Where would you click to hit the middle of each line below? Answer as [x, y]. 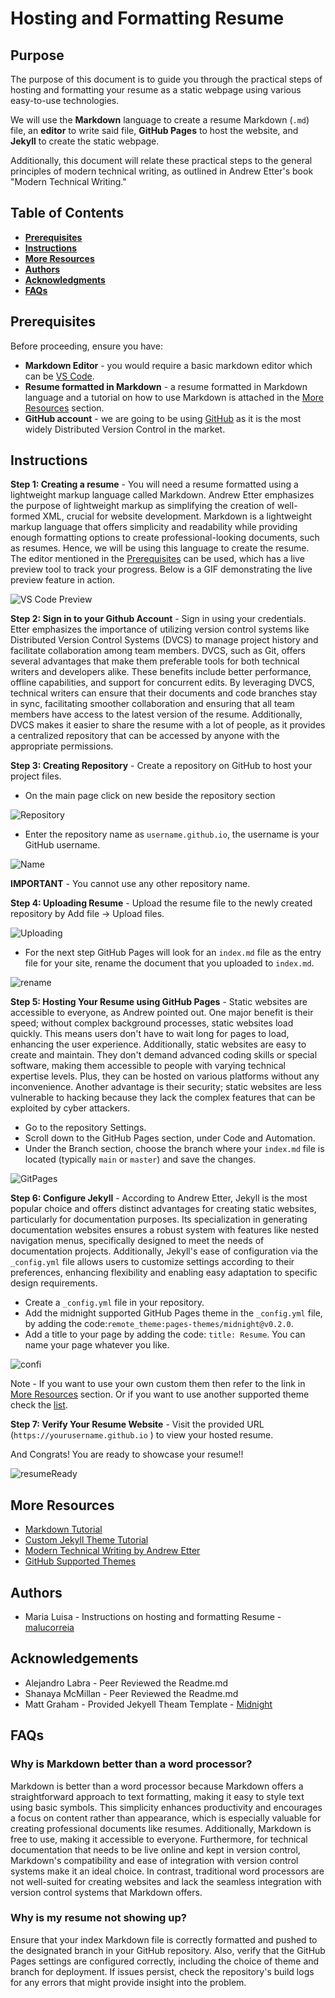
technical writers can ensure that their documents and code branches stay [164, 693]
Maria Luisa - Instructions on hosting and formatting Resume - [153, 1617]
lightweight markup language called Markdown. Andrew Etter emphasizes [162, 495]
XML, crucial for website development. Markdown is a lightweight [177, 516]
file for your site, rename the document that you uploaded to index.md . [169, 963]
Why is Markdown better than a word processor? [131, 1764]
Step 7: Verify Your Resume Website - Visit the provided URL [137, 1424]
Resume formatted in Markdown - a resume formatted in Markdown [166, 386]
